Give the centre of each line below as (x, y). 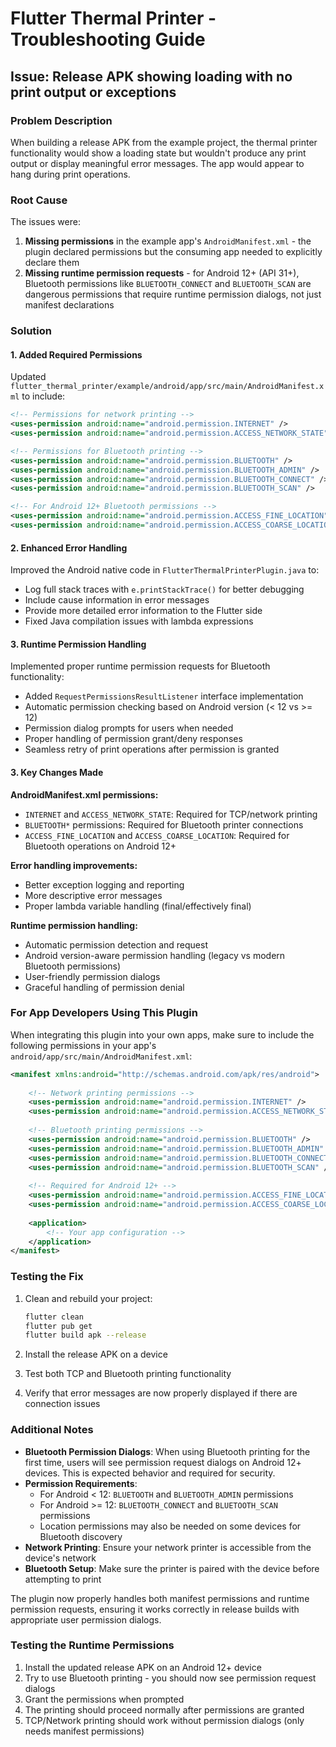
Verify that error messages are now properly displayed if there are (161, 1393)
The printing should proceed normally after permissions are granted (164, 1709)
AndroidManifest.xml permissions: (84, 794)
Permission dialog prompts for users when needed (129, 728)
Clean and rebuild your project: (88, 1298)
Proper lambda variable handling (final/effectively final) (138, 906)
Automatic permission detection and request (116, 944)
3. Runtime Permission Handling (78, 644)
